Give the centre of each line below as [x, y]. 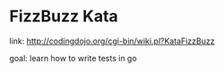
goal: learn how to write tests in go [73, 58]
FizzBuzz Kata [64, 16]
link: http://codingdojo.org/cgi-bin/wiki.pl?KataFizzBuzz [112, 41]
